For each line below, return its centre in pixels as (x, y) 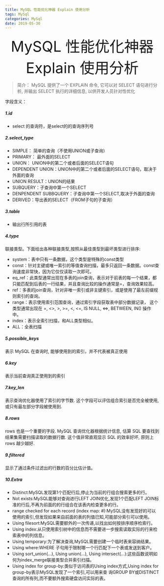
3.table (13, 211)
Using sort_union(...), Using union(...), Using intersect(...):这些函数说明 (82, 554)
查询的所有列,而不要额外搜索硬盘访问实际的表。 (60, 578)
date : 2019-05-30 (23, 23)
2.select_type (19, 137)
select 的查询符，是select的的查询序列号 (53, 126)
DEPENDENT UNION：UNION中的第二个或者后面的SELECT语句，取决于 (84, 169)
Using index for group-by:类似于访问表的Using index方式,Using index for (85, 566)
